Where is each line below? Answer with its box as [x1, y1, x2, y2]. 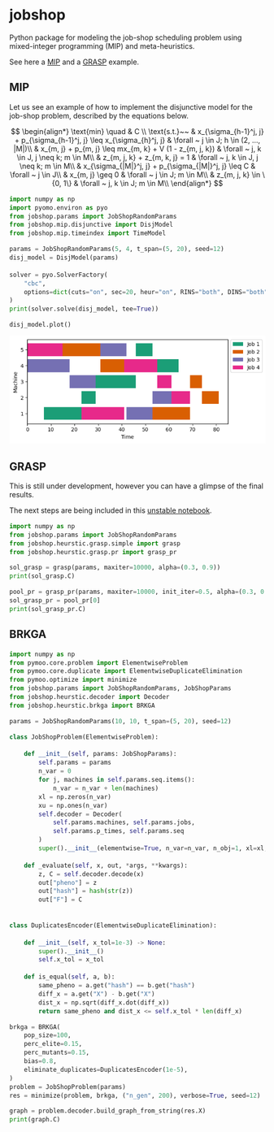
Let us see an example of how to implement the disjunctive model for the [9, 102, 253, 111]
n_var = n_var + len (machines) [52, 784, 159, 792]
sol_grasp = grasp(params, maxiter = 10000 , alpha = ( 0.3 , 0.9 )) [9, 563, 221, 572]
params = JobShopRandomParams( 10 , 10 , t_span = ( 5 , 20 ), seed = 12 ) [9, 717, 232, 725]
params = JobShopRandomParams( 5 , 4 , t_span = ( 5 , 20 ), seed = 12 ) [9, 245, 224, 254]
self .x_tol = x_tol [38, 956, 105, 964]
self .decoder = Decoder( [38, 810, 123, 818]
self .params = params [38, 758, 112, 767]
